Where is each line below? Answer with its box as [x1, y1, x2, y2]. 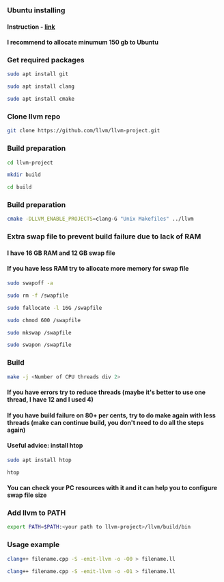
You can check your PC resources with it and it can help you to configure [7, 484, 217, 492]
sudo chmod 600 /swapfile [7, 317, 81, 324]
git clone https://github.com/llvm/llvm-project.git [7, 128, 160, 134]
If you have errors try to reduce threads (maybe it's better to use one [7, 388, 206, 396]
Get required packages [7, 56, 85, 65]
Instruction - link [7, 23, 56, 31]
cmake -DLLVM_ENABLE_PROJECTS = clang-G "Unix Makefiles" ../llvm [7, 215, 194, 223]
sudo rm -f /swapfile [7, 292, 69, 299]
